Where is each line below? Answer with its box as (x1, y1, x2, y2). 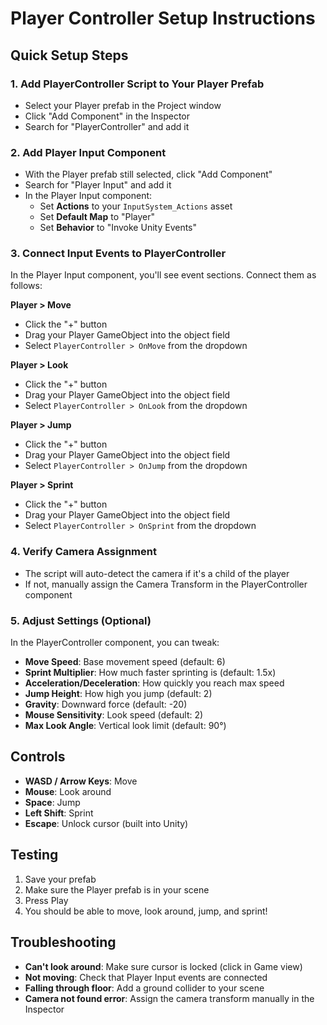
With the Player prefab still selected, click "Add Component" (24, 168, 273, 181)
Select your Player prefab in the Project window (24, 99, 222, 111)
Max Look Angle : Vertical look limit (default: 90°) (24, 720, 227, 732)
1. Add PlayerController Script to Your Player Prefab (10, 77, 265, 91)
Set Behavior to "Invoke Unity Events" (39, 222, 198, 234)
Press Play (24, 894, 69, 906)
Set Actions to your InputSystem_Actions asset (39, 200, 233, 212)
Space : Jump (24, 796, 81, 808)
